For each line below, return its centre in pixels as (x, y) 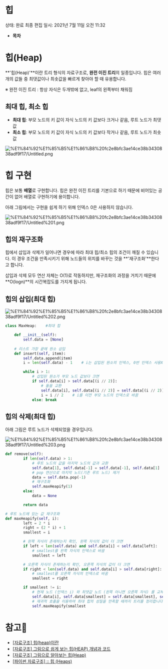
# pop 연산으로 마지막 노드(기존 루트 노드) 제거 (75, 472)
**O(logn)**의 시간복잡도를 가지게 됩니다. (46, 282)
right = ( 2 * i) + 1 (44, 528)
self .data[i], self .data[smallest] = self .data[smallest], (94, 596)
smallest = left (49, 555)
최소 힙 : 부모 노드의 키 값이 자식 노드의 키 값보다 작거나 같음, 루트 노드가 (82, 132)
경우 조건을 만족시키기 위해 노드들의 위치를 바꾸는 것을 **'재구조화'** (84, 258)
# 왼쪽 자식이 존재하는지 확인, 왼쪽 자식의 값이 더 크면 (73, 541)
